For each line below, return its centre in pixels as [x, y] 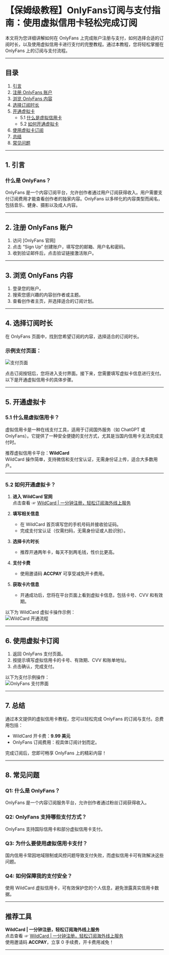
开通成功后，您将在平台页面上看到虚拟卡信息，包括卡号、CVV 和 [87, 595]
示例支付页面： [23, 351]
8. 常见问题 [22, 775]
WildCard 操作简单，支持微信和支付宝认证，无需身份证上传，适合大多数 [79, 459]
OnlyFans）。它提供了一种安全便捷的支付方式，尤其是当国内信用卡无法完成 [82, 436]
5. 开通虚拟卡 [26, 402]
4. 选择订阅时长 [29, 323]
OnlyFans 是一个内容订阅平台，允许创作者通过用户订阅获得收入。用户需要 [82, 193]
